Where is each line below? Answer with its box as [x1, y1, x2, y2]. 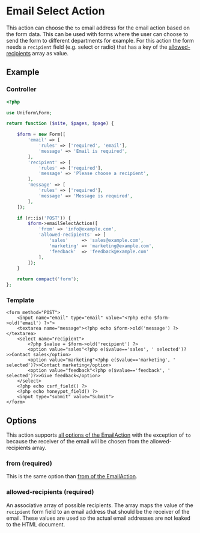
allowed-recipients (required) [6, 488, 94, 496]
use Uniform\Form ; [6, 109, 52, 116]
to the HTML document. [6, 520, 65, 528]
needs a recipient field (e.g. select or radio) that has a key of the [6, 43, 168, 51]
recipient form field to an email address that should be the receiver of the [6, 508, 190, 515]
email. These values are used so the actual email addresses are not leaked [6, 514, 191, 522]
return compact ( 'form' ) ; [17, 276, 79, 282]
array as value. [32, 49, 69, 57]
